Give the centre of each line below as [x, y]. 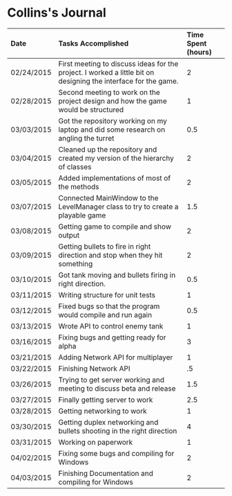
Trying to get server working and [111, 380]
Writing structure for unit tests [107, 294]
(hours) [199, 52]
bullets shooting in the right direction [118, 431]
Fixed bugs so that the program [109, 306]
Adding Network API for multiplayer [116, 357]
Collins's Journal [57, 13]
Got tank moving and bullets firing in [117, 275]
